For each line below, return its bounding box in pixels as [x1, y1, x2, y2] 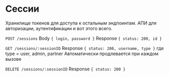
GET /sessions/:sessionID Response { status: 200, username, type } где [5, 45, 164, 51]
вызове [5, 56, 22, 62]
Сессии [5, 3, 40, 15]
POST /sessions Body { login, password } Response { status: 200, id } [5, 35, 162, 41]
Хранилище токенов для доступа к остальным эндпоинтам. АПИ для [5, 20, 157, 26]
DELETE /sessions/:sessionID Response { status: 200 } [5, 66, 126, 72]
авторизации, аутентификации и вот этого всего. [5, 25, 112, 31]
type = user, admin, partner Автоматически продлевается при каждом [5, 50, 159, 57]
